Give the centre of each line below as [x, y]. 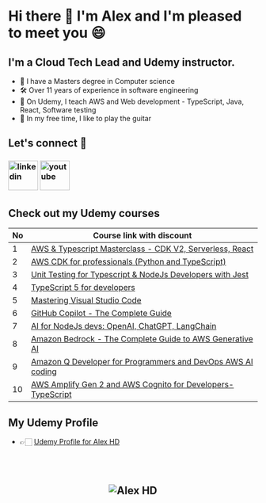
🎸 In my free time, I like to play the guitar [85, 118]
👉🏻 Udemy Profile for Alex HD [70, 441]
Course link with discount [142, 235]
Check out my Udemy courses [84, 213]
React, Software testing [58, 110]
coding [44, 372]
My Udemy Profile [53, 423]
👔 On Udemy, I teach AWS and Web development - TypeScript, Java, [131, 101]
